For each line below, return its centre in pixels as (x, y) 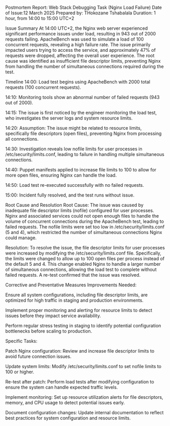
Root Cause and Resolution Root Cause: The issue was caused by (75, 205)
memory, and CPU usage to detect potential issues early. (65, 403)
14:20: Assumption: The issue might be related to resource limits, (74, 128)
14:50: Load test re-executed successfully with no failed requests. (75, 185)
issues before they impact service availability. (53, 316)
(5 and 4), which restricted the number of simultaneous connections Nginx (84, 232)
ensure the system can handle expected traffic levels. (62, 387)
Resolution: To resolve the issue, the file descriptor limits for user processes (85, 248)
